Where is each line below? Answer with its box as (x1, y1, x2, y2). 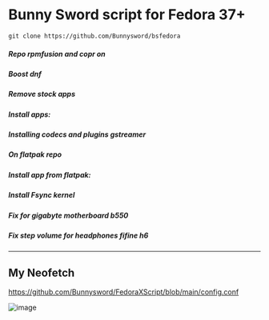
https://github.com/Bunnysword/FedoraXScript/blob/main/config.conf (8, 287, 239, 297)
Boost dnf (8, 69, 42, 78)
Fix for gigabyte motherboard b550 (8, 210, 129, 220)
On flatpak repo (8, 150, 62, 159)
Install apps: (8, 110, 51, 119)
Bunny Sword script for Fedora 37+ (8, 6, 246, 24)
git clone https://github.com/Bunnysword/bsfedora (8, 32, 181, 40)
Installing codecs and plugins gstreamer (8, 130, 147, 139)
